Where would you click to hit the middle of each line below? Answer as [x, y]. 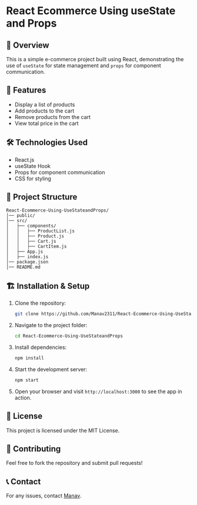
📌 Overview [28, 45]
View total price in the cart [46, 123]
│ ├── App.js [25, 252]
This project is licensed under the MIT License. [63, 430]
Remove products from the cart [53, 117]
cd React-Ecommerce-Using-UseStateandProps [69, 336]
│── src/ [17, 221]
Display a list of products [45, 104]
